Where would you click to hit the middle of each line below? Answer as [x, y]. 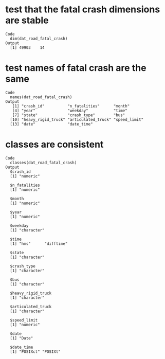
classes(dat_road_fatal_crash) [43, 163]
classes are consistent [54, 145]
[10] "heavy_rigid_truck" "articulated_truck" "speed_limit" [77, 119]
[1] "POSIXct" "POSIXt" [35, 352]
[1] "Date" [22, 338]
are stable [27, 20]
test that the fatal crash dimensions [83, 10]
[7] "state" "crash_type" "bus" [69, 115]
